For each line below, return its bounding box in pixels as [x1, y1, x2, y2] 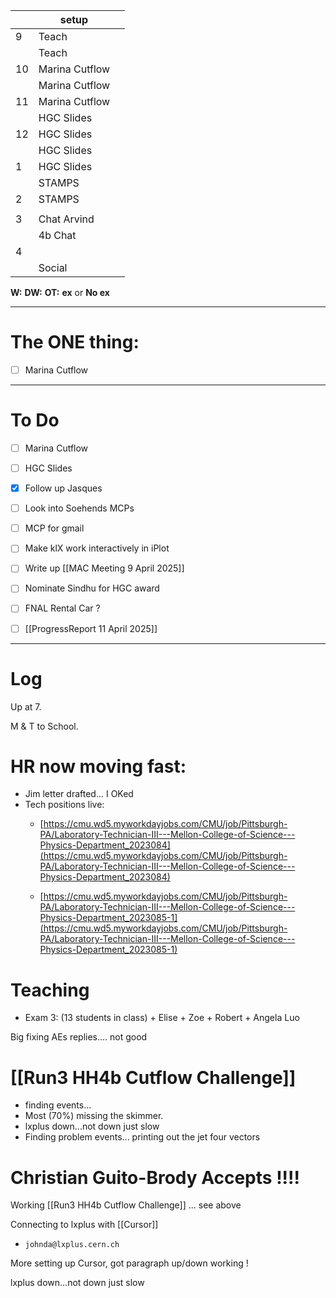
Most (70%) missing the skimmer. [24, 1110, 164, 1122]
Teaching [10, 979, 90, 1001]
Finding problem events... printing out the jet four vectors [24, 1131, 261, 1143]
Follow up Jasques [24, 482, 103, 494]
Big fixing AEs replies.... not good [10, 1031, 148, 1043]
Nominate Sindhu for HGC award [24, 582, 160, 594]
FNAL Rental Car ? [24, 602, 101, 614]
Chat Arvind [38, 212, 95, 226]
